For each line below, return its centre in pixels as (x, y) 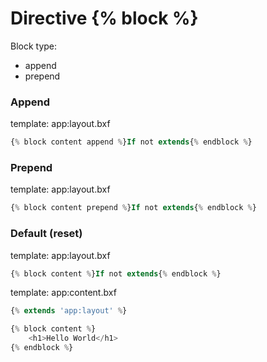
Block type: (34, 46)
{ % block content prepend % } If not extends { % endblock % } (133, 208)
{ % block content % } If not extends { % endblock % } (116, 273)
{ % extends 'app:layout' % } (69, 311)
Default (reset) (46, 234)
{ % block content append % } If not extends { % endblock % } (131, 142)
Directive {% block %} (104, 18)
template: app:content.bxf (63, 293)
